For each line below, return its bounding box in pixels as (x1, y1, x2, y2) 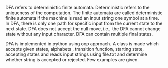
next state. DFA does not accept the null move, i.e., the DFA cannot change (5, 26, 161, 32)
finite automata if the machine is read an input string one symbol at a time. (5, 15, 160, 21)
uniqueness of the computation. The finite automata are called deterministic (5, 10, 163, 16)
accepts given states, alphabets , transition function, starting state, (5, 46, 144, 52)
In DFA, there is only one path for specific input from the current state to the (5, 20, 163, 26)
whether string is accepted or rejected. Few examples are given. (5, 57, 139, 62)
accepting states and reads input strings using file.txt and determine (5, 51, 147, 57)
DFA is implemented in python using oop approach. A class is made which (5, 41, 159, 47)
